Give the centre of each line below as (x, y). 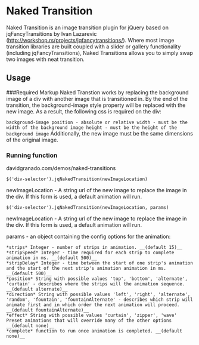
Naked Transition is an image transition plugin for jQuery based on (87, 27)
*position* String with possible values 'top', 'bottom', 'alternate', (97, 279)
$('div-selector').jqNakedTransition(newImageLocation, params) (88, 208)
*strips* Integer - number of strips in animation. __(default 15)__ (94, 248)
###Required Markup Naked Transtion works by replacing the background (97, 92)
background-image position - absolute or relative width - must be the (97, 122)
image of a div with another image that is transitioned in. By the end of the (97, 98)
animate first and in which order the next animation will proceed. (93, 305)
